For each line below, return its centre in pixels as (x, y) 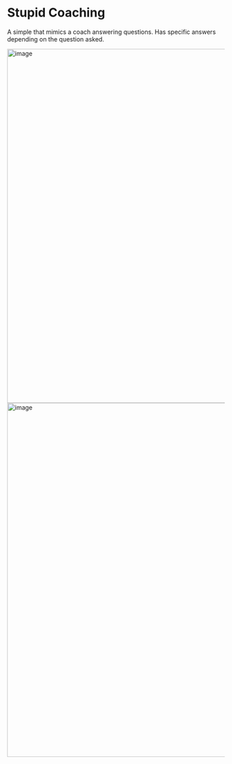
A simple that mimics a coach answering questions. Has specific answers (112, 32)
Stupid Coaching (56, 13)
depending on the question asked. (56, 39)
